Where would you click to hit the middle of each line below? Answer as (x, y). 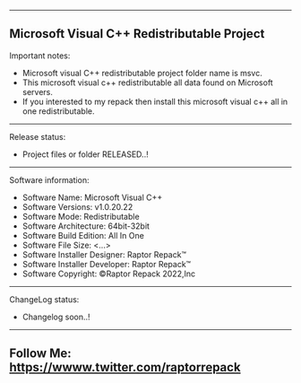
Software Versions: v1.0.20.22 (77, 206)
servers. (38, 91)
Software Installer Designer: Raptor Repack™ (104, 254)
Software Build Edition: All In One (83, 235)
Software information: (49, 179)
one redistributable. (59, 111)
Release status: (38, 136)
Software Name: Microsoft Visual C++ (92, 197)
